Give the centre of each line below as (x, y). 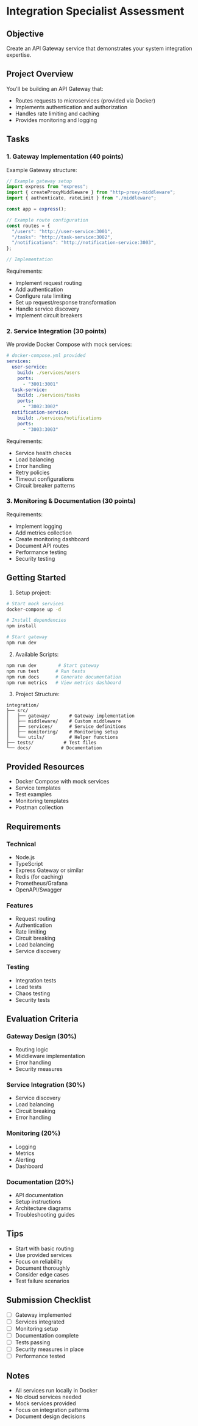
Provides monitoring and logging (56, 120)
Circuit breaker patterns (45, 485)
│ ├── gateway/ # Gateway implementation (71, 716)
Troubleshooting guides (45, 1215)
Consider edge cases (42, 1274)
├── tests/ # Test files (51, 743)
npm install (21, 626)
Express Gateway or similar (49, 870)
